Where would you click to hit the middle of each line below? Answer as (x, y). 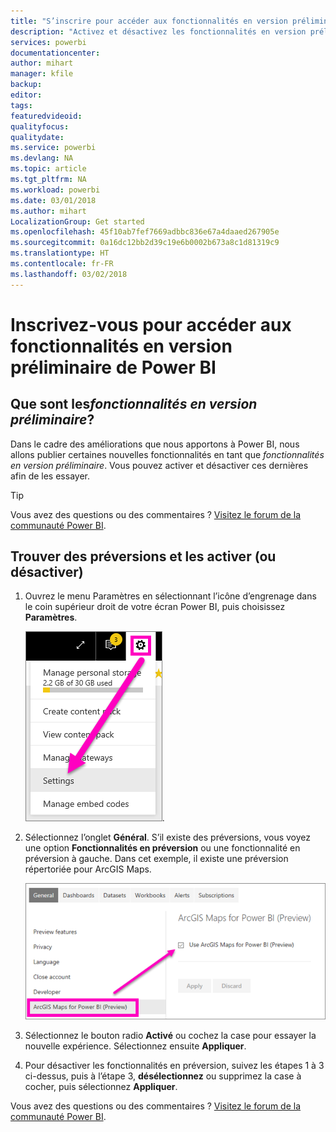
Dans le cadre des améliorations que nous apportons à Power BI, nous (155, 444)
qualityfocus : (40, 126)
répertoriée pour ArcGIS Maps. (88, 869)
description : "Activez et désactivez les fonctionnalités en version (158, 31)
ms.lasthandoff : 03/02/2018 (69, 274)
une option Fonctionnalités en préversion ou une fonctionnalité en (162, 848)
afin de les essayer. (50, 476)
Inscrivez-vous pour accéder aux (151, 324)
